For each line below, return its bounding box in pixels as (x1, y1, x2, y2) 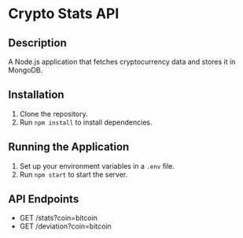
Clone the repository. (19, 109, 88, 118)
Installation (8, 88, 64, 102)
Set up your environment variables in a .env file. (19, 161, 175, 170)
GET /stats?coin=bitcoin (19, 214, 98, 223)
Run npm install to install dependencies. (19, 117, 153, 127)
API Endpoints (8, 192, 79, 206)
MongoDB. (8, 65, 43, 75)
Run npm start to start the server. (19, 169, 128, 179)
